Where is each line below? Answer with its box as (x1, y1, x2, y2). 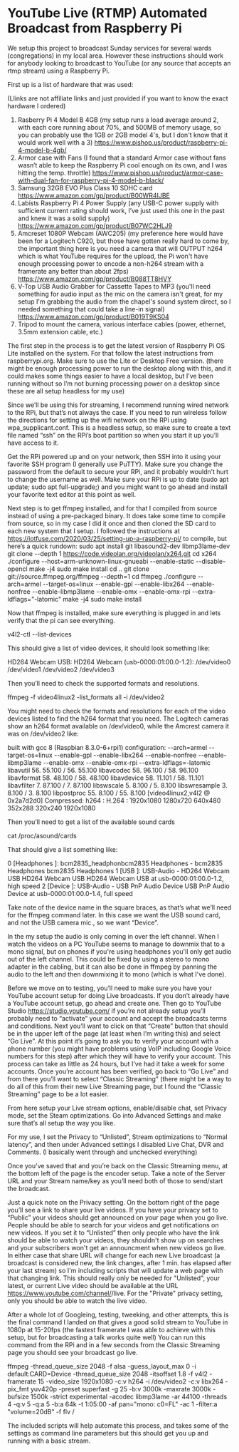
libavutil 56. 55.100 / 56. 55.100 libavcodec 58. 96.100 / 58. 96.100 (7, 766, 199, 774)
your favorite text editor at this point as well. (7, 490, 137, 498)
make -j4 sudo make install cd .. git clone (28, 565, 149, 573)
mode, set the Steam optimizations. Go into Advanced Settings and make (7, 1111, 222, 1120)
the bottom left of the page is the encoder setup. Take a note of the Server (7, 1169, 225, 1178)
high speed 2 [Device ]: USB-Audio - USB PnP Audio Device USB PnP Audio (7, 882, 230, 890)
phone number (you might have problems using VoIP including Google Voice (7, 1044, 231, 1053)
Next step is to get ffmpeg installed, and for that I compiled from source (7, 504, 218, 513)
